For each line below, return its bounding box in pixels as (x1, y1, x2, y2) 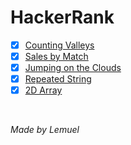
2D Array (24, 84, 63, 96)
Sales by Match (24, 51, 89, 62)
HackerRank (10, 6, 115, 29)
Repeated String (24, 73, 92, 85)
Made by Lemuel (10, 124, 80, 136)
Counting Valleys (24, 39, 95, 51)
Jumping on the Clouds (24, 62, 122, 74)
